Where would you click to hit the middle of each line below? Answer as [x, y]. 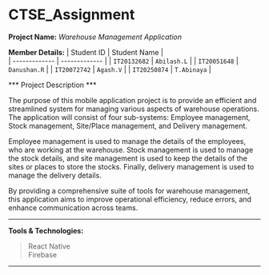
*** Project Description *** [53, 85]
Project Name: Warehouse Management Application [95, 37]
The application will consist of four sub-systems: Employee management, [129, 117]
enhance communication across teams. [73, 207]
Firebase [42, 254]
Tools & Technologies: [46, 230]
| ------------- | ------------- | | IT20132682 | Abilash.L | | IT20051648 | [123, 61]
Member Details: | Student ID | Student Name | [86, 52]
